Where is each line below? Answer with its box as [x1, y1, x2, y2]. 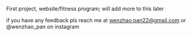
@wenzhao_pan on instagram [6, 23, 80, 30]
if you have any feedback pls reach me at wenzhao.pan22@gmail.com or [6, 17, 187, 23]
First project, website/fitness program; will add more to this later [6, 5, 164, 12]
